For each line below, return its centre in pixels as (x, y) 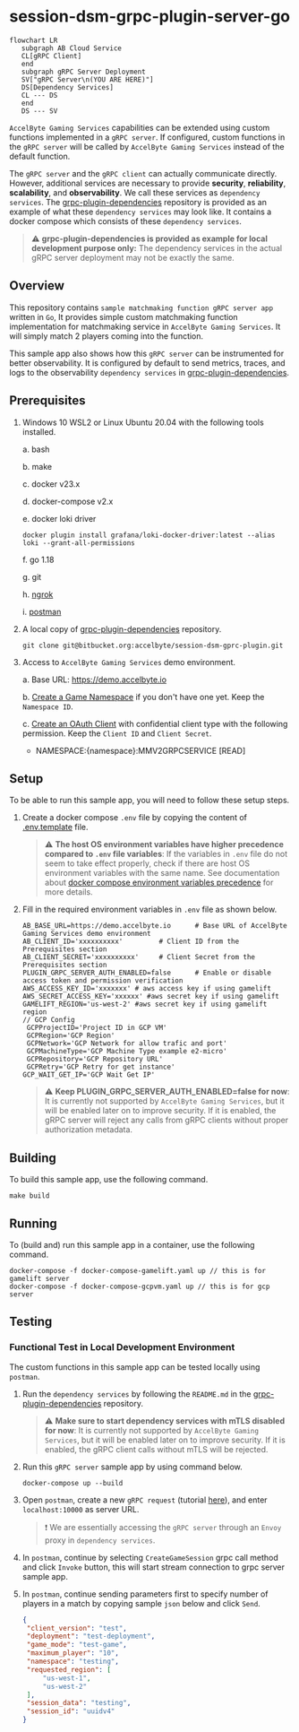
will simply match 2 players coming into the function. (107, 336)
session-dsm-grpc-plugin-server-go (150, 17)
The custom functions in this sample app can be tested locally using (135, 1367)
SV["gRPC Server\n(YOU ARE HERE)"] (87, 79)
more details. (68, 892)
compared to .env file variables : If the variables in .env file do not (166, 854)
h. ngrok (38, 594)
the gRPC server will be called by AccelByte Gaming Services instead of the (147, 146)
